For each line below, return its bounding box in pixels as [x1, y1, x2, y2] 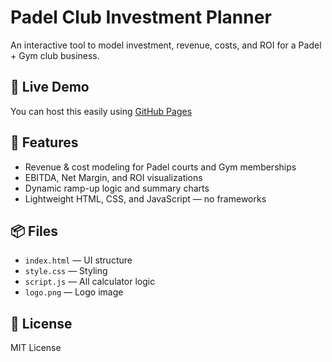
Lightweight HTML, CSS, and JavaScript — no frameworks [24, 192, 267, 205]
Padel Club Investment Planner [10, 6, 272, 29]
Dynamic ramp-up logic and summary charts [24, 182, 210, 194]
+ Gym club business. [10, 49, 100, 61]
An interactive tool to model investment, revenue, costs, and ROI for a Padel [10, 39, 322, 51]
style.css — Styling [24, 265, 108, 277]
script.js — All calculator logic [24, 276, 156, 288]
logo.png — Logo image [24, 286, 124, 298]
